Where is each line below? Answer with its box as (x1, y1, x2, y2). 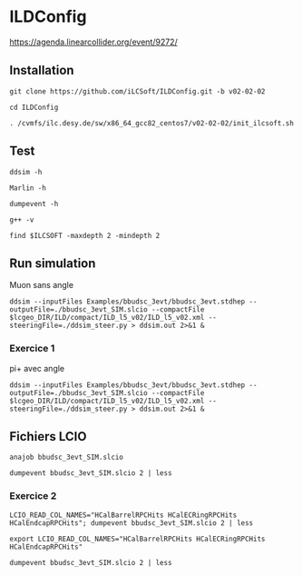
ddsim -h (9, 167, 43, 176)
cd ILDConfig (9, 103, 59, 112)
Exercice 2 (9, 490, 57, 502)
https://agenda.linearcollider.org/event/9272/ (9, 36, 179, 47)
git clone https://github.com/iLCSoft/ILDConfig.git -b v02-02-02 (9, 86, 266, 96)
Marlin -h (9, 184, 47, 193)
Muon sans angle (9, 280, 74, 291)
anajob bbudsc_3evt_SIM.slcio (9, 452, 124, 462)
